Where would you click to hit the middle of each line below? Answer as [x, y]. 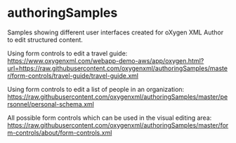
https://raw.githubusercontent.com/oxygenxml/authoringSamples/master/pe [118, 97]
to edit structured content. [45, 39]
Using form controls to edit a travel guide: [67, 53]
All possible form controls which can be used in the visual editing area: [110, 118]
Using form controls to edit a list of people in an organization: [96, 89]
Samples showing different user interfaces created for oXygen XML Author [115, 32]
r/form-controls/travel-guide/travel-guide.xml [73, 76]
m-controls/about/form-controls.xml [60, 132]
